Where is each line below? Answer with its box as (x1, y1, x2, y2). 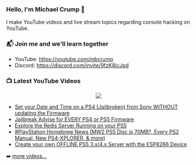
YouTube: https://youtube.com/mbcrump (14, 55, 113, 62)
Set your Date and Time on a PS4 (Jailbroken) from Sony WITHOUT (14, 103, 178, 110)
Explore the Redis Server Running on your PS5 (14, 122, 127, 129)
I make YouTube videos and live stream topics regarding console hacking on (6, 19, 191, 26)
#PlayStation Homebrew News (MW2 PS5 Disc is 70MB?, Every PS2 (14, 128, 180, 135)
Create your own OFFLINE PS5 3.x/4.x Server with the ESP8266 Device (14, 140, 187, 147)
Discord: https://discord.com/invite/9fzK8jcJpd (14, 62, 129, 69)
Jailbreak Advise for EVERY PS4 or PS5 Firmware (14, 116, 134, 123)
